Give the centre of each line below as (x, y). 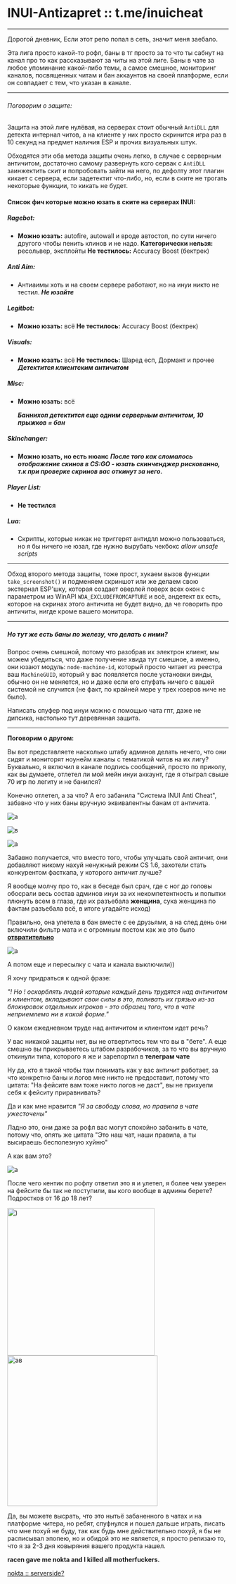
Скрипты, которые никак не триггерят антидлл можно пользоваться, (121, 539)
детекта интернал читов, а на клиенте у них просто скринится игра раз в (117, 135)
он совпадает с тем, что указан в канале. (69, 82)
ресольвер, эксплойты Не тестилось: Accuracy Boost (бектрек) (113, 251)
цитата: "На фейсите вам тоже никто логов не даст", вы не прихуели (110, 1085)
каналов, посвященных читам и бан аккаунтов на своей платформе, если (118, 75)
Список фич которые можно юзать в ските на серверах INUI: (101, 201)
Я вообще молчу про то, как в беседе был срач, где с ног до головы (110, 886)
